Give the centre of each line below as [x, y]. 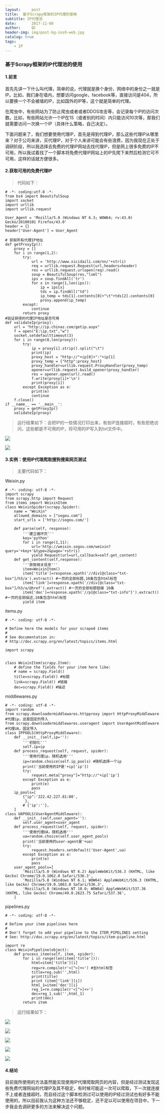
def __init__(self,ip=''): [41, 737]
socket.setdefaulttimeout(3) [44, 335]
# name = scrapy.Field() [39, 672]
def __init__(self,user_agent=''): [50, 818]
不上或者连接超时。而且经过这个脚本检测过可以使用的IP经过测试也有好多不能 [82, 1094]
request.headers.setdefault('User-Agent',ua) [79, 850]
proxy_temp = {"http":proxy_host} [67, 361]
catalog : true [20, 37]
